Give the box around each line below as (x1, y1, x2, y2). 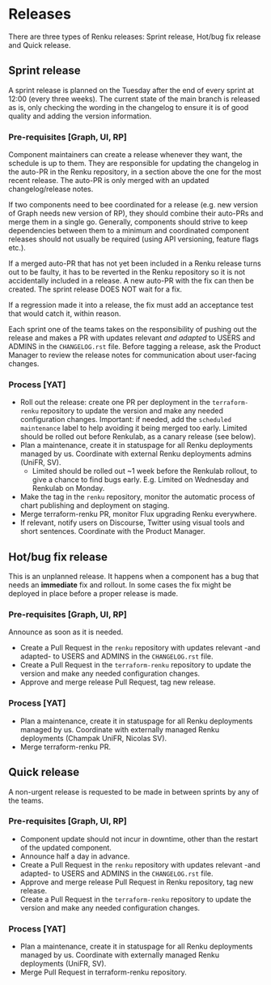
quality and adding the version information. (8, 111, 152, 121)
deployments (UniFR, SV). (19, 959, 107, 969)
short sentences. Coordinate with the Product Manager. (19, 527, 205, 536)
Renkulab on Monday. (32, 484, 105, 493)
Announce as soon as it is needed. (8, 627, 124, 637)
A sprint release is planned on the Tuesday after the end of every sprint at (8, 85, 255, 95)
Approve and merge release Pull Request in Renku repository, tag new (19, 876, 254, 887)
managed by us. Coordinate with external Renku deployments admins (19, 449, 252, 458)
